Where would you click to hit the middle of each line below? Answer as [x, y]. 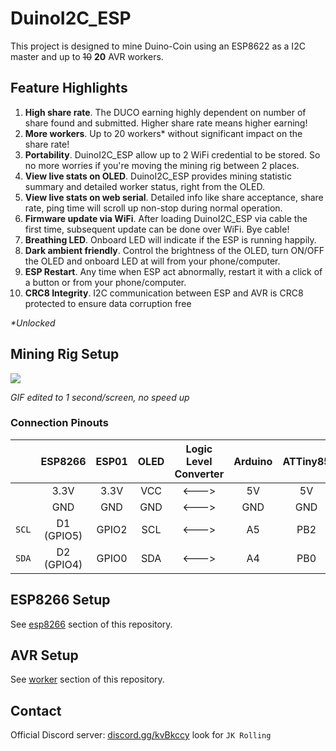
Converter [199, 474]
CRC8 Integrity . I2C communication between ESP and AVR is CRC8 [164, 293]
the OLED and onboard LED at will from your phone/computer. [152, 261]
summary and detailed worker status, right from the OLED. [144, 186]
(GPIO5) [63, 535]
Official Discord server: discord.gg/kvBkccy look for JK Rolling [141, 735]
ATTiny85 [306, 461]
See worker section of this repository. [87, 679]
